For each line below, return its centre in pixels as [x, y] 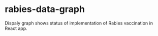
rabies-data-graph [45, 9]
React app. [16, 28]
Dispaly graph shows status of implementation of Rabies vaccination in [79, 23]
